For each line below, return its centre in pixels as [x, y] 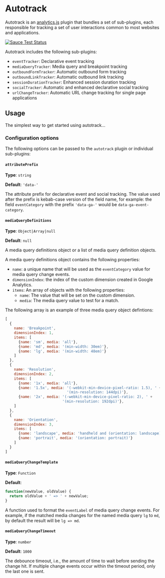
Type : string [18, 175]
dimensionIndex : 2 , [34, 374]
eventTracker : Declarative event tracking [53, 61]
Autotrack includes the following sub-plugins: [51, 52]
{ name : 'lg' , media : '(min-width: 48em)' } [62, 351]
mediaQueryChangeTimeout [30, 531]
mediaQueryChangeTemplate [31, 462]
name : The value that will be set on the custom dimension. [77, 295]
